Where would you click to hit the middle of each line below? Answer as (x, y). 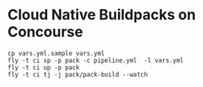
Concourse (45, 32)
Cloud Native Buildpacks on (101, 15)
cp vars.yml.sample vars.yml (56, 53)
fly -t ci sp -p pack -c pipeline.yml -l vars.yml (95, 60)
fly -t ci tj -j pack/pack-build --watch (78, 74)
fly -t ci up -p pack (44, 67)
